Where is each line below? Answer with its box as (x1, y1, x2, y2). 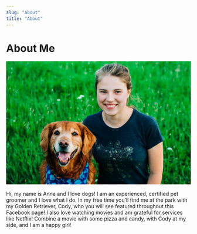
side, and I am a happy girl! (6, 222, 72, 229)
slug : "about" (6, 9, 41, 15)
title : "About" (6, 15, 43, 22)
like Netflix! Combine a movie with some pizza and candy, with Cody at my (6, 215, 186, 222)
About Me (6, 42, 55, 55)
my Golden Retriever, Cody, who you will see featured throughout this (6, 203, 174, 210)
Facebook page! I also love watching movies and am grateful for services (6, 209, 183, 216)
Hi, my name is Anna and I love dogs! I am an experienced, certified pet (6, 191, 179, 198)
